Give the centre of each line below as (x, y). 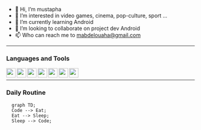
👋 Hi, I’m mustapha (38, 9)
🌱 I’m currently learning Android (54, 22)
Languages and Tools (38, 58)
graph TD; (24, 105)
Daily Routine (26, 93)
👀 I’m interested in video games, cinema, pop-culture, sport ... (91, 16)
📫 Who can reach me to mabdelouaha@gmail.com (78, 35)
